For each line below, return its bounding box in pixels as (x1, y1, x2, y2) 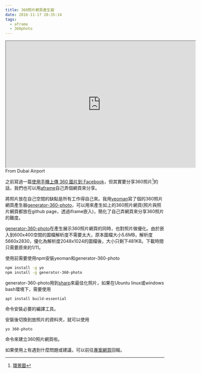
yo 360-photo (5, 326, 33, 331)
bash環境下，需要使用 (5, 286, 52, 292)
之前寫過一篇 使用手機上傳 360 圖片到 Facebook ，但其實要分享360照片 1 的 (5, 178, 158, 185)
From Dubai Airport (5, 168, 45, 174)
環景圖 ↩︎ (12, 362, 31, 368)
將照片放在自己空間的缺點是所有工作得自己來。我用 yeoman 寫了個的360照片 (5, 195, 163, 201)
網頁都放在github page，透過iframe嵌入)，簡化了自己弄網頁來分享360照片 (9, 208, 164, 214)
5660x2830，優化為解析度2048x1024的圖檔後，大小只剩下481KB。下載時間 (5, 238, 164, 244)
